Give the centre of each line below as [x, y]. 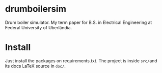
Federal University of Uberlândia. [39, 27]
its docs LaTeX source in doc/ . [35, 66]
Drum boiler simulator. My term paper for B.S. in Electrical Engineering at [79, 22]
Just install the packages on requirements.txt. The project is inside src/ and [81, 61]
